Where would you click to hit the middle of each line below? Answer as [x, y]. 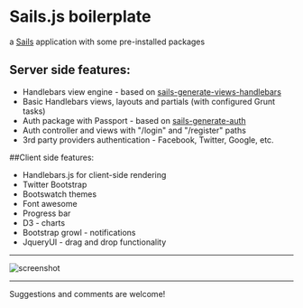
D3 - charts [44, 222]
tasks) [34, 111]
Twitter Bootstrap [55, 184]
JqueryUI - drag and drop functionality [94, 242]
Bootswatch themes [60, 194]
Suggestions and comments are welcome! [87, 294]
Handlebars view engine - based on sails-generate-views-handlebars [152, 91]
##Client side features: [52, 157]
